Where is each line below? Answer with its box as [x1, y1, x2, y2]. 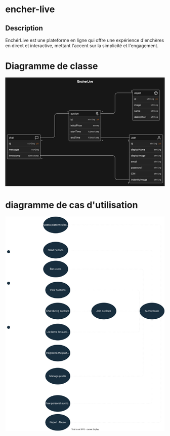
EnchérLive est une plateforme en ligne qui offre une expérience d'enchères [5, 37, 164, 43]
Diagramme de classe [5, 60, 98, 72]
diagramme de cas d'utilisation [5, 199, 138, 211]
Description [5, 24, 43, 32]
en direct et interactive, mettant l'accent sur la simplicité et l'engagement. [5, 43, 158, 49]
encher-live [5, 4, 55, 15]
